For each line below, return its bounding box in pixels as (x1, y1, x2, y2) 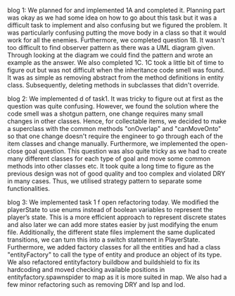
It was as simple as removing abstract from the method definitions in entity (7, 73, 224, 82)
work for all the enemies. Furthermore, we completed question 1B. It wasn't (7, 36, 225, 44)
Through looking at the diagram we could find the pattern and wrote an (7, 51, 213, 59)
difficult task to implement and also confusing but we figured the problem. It (7, 21, 227, 29)
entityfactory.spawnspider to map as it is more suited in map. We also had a (7, 273, 227, 281)
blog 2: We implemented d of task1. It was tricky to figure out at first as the (7, 94, 224, 103)
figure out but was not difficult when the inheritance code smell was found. (7, 66, 225, 74)
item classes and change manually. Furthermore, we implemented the (7, 140, 209, 147)
